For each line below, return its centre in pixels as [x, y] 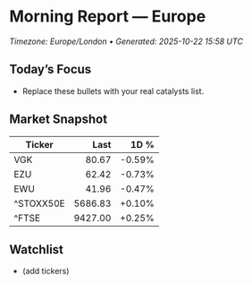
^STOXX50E [39, 203]
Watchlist [37, 250]
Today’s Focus [50, 69]
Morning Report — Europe [108, 17]
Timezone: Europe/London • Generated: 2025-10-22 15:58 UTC [126, 41]
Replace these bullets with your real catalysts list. [113, 90]
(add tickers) [46, 271]
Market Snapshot [59, 120]
